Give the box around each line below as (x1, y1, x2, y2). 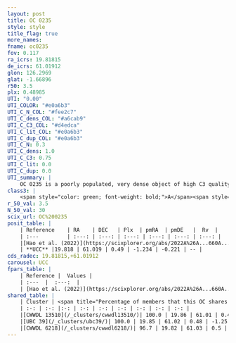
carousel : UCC (7, 259, 49, 266)
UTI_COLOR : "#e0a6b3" (7, 102, 71, 109)
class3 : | (7, 187, 37, 194)
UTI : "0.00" (7, 96, 42, 103)
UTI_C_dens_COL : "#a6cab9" (7, 115, 86, 122)
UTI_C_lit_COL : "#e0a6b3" (7, 128, 83, 135)
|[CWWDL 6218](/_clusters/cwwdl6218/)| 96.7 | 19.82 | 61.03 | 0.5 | (20, 325, 228, 332)
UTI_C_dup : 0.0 (7, 167, 52, 175)
